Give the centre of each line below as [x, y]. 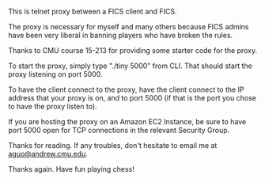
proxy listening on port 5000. [55, 74]
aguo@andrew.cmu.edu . [48, 154]
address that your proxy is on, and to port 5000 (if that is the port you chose [132, 98]
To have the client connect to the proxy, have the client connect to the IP [126, 89]
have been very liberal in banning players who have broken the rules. [121, 35]
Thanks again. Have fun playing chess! [71, 169]
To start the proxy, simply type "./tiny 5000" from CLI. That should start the [131, 66]
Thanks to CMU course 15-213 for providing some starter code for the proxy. [133, 50]
